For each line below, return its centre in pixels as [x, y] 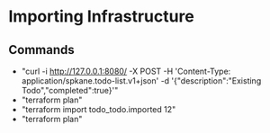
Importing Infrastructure [101, 17]
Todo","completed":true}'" [70, 90]
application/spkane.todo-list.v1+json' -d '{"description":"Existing [141, 81]
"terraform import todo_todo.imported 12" [99, 109]
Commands [42, 50]
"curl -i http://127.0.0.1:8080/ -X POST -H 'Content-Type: [126, 71]
